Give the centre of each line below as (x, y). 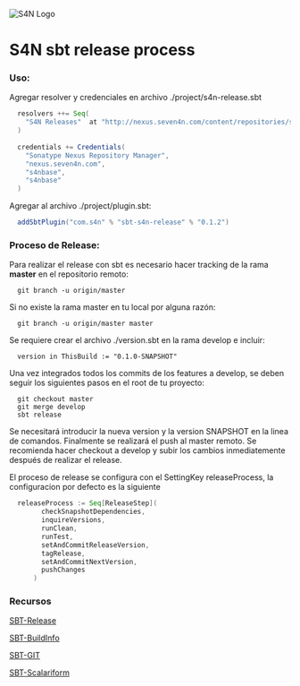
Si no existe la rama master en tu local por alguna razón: (112, 307)
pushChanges (64, 570)
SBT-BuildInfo (34, 638)
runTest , (58, 536)
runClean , (59, 528)
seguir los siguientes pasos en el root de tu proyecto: (107, 383)
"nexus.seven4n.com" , (65, 164)
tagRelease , (64, 553)
